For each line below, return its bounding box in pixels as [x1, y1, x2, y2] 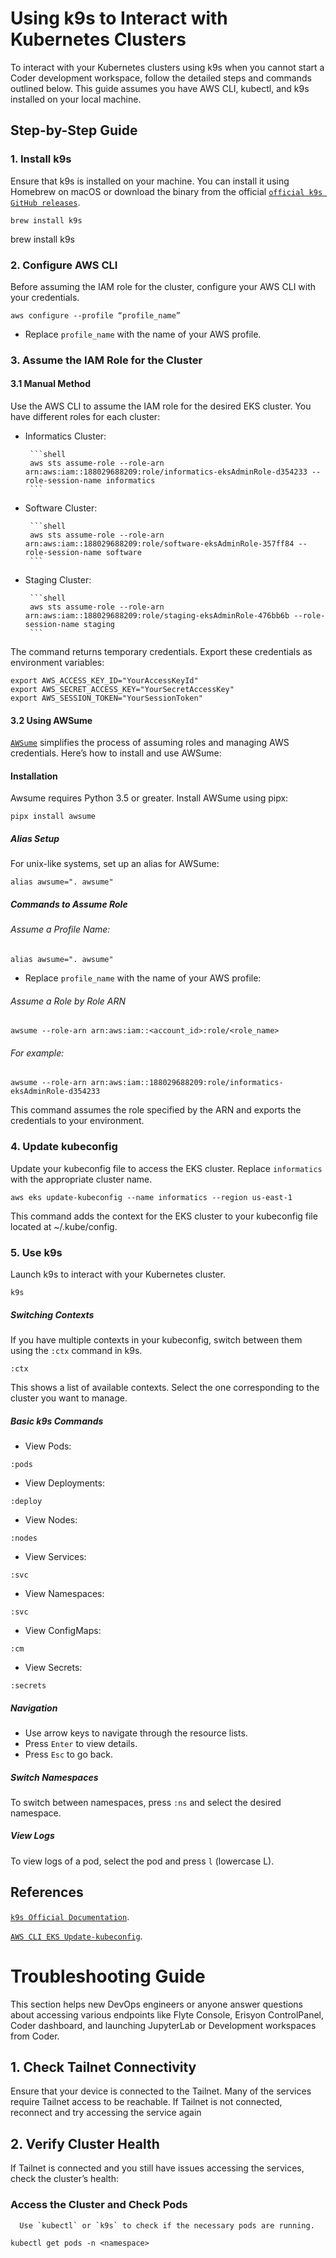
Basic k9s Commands [10, 1415, 104, 1427]
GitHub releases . [10, 196, 81, 208]
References [10, 1884, 84, 1901]
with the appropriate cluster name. [10, 1173, 153, 1185]
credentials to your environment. [10, 1115, 145, 1127]
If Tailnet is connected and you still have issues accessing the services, [10, 2162, 305, 2174]
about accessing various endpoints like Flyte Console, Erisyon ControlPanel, [10, 2008, 325, 2021]
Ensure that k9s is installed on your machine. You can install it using [10, 175, 290, 187]
